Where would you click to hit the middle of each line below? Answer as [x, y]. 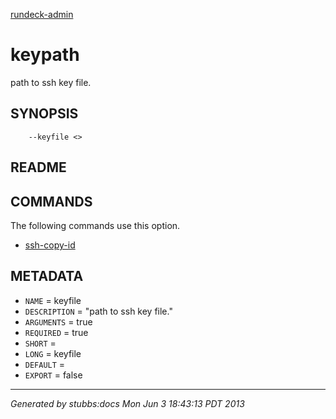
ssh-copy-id [50, 245]
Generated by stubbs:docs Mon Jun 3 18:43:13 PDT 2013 [127, 403]
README [38, 167]
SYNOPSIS [44, 114]
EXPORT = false [53, 375]
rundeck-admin [42, 14]
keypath [45, 55]
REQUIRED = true [56, 332]
